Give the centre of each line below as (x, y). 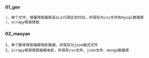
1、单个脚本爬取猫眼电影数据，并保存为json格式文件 (52, 45)
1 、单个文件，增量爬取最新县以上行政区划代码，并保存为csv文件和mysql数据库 (74, 17)
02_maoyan (18, 33)
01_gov (13, 7)
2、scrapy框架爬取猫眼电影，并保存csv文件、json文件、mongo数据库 (67, 50)
